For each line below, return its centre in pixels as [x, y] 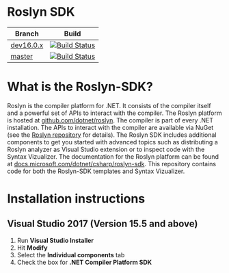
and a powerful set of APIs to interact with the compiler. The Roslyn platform [114, 113]
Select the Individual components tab [71, 255]
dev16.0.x [27, 45]
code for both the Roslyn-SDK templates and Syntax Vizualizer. [96, 171]
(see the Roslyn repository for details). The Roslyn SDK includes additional [112, 135]
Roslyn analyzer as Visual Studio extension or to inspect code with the [106, 149]
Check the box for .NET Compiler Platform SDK [84, 262]
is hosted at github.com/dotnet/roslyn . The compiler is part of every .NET [110, 120]
